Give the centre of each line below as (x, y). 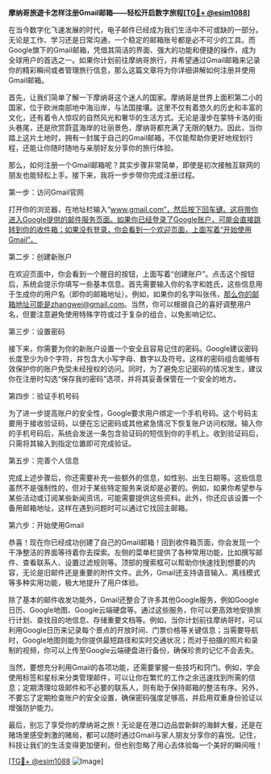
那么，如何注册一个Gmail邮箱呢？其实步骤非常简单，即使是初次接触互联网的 (134, 165)
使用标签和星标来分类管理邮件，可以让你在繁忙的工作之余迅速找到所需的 (128, 678)
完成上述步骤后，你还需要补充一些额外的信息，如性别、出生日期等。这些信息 (135, 478)
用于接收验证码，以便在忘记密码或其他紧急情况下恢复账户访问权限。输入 (135, 423)
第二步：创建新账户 (40, 257)
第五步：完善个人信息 (44, 460)
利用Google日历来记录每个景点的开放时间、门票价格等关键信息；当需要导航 (133, 630)
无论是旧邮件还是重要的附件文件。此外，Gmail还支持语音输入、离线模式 (141, 573)
